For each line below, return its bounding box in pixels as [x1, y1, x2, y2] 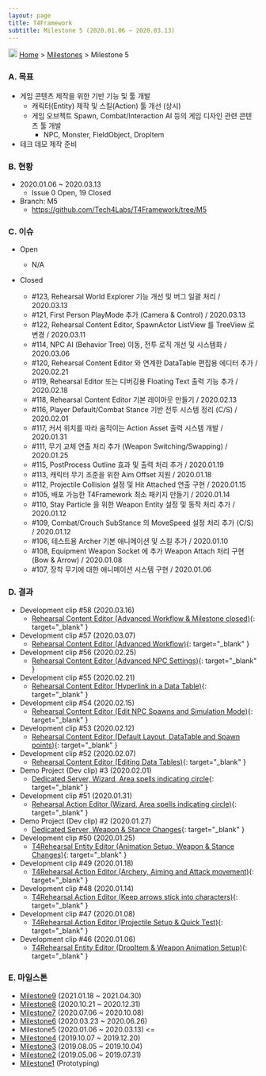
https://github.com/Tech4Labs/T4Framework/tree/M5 [31, 204, 207, 214]
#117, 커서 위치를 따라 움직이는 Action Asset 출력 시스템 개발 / [31, 423, 223, 433]
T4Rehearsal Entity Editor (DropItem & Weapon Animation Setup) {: [31, 943, 248, 952]
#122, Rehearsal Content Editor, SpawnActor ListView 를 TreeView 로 [31, 320, 255, 330]
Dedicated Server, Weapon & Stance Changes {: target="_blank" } [31, 824, 245, 834]
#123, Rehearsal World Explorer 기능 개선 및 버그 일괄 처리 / [31, 291, 221, 302]
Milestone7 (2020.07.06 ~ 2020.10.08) [19, 1008, 144, 1017]
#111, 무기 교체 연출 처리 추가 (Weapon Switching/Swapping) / [31, 442, 228, 451]
